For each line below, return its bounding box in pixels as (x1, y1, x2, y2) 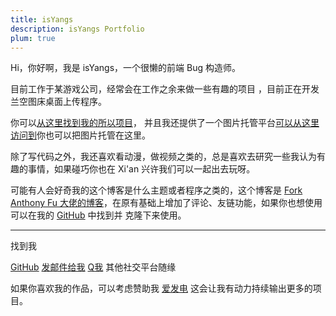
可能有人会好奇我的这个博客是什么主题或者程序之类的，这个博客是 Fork (10, 184, 303, 196)
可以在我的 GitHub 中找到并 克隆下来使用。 (10, 209, 187, 221)
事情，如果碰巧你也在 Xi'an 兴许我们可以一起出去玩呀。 (27, 163, 256, 175)
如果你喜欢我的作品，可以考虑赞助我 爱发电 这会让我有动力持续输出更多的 (10, 282, 313, 295)
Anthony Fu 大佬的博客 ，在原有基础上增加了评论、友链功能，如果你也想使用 (10, 197, 323, 209)
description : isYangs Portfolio (10, 24, 145, 34)
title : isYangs (10, 14, 74, 25)
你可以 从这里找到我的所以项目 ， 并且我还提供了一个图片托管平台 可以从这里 (10, 117, 320, 129)
